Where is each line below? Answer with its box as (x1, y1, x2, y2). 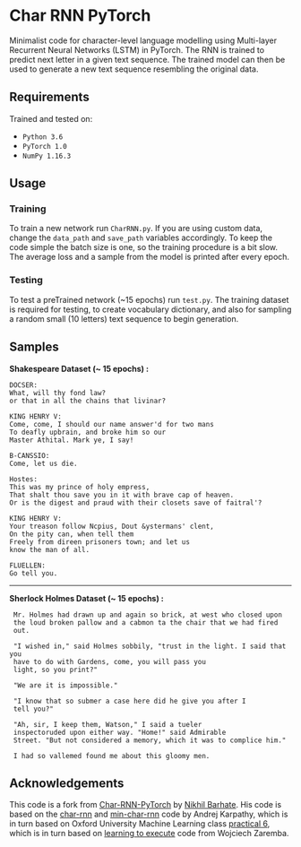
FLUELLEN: (9, 561, 47, 570)
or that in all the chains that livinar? (9, 396, 167, 405)
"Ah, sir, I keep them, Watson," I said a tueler (13, 720, 202, 729)
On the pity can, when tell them (9, 530, 134, 539)
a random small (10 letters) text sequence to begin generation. (9, 313, 239, 324)
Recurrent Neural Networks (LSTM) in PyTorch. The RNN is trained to (9, 44, 265, 55)
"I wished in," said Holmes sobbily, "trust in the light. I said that (13, 642, 287, 651)
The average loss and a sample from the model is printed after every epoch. (9, 252, 289, 263)
